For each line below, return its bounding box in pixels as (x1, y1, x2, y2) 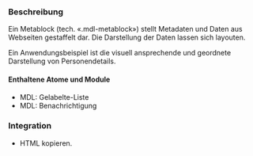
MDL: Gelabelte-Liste (19, 92, 89, 101)
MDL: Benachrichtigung (19, 101, 97, 110)
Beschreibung (8, 6, 64, 17)
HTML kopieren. (19, 138, 73, 148)
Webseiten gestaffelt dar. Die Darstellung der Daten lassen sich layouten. (8, 32, 246, 42)
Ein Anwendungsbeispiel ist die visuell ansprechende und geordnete (8, 48, 232, 58)
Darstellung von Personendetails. (8, 56, 116, 66)
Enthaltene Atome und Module (8, 74, 111, 84)
